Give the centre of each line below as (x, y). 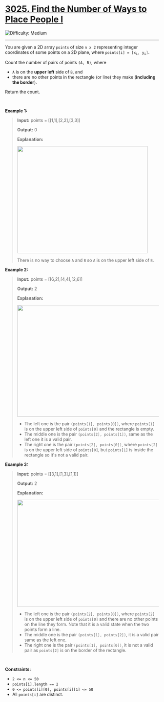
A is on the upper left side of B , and (47, 72)
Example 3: (17, 464)
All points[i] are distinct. (38, 695)
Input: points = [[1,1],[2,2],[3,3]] (49, 121)
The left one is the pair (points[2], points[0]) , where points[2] (90, 614)
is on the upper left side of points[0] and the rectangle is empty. (89, 429)
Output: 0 (27, 130)
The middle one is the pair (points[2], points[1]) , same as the (89, 434)
